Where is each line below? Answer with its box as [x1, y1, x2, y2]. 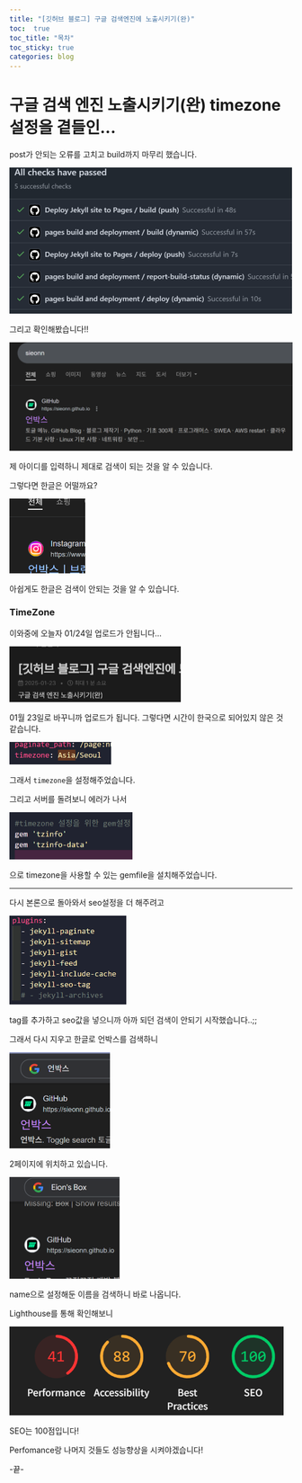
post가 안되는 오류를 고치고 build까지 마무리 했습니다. [9, 149, 198, 160]
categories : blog [9, 52, 75, 62]
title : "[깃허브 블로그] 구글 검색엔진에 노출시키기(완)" [9, 14, 195, 23]
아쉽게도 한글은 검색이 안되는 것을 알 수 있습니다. [9, 583, 180, 594]
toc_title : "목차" [9, 33, 75, 42]
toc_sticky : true [9, 43, 75, 52]
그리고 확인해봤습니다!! [9, 324, 89, 335]
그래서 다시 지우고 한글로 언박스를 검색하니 [9, 1034, 159, 1045]
